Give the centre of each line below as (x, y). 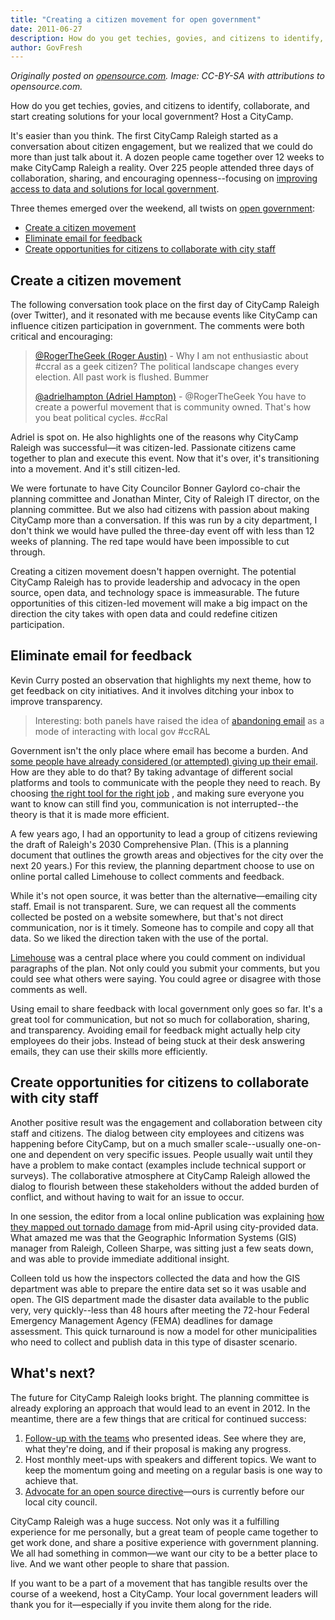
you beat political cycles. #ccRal (101, 418)
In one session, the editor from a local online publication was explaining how (167, 1216)
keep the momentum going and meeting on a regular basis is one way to (173, 1470)
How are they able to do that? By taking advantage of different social (151, 772)
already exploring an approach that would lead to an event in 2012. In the (160, 1408)
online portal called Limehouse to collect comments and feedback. (147, 876)
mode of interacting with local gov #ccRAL (122, 731)
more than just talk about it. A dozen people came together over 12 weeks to (167, 157)
